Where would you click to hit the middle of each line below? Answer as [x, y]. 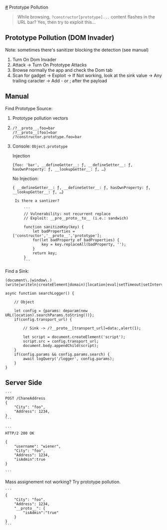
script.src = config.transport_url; [61, 341]
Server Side [24, 383]
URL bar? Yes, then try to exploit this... [56, 22]
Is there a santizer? [37, 201]
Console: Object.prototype [40, 146]
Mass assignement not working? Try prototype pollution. [63, 482]
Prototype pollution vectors [40, 118]
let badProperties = [54, 231]
